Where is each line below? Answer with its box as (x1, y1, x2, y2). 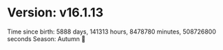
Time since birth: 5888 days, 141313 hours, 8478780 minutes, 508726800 (7, 27, 217, 36)
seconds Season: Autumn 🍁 (7, 34, 86, 42)
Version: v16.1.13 (7, 5, 104, 21)
